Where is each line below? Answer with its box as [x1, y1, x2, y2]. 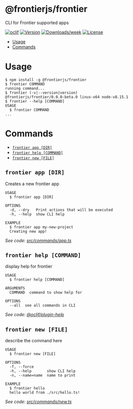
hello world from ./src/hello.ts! [9, 390, 80, 395]
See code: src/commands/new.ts [5, 399, 72, 405]
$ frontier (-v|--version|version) [5, 90, 78, 95]
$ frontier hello [9, 386, 45, 391]
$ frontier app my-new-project [9, 224, 74, 229]
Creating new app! [9, 229, 48, 234]
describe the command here [5, 338, 62, 344]
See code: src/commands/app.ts [5, 237, 72, 244]
